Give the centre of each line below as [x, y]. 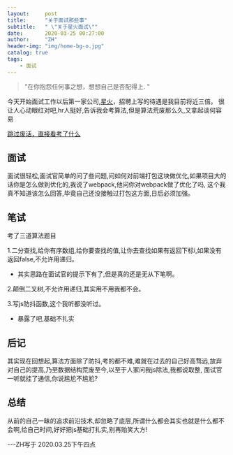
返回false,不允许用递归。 [43, 259]
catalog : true [28, 53]
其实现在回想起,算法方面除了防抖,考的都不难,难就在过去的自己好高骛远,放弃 [115, 361]
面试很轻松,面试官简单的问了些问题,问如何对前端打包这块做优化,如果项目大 [114, 176]
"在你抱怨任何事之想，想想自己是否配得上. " [87, 86]
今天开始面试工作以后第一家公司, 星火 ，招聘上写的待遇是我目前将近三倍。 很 [116, 101]
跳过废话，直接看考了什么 [44, 133]
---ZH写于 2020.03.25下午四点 [52, 444]
